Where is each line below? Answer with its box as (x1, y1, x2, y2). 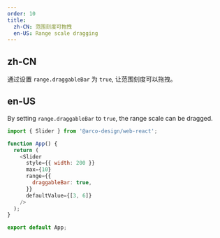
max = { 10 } (25, 166, 52, 173)
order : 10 (7, 10, 36, 17)
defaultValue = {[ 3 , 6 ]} (25, 192, 92, 199)
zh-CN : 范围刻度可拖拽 (13, 23, 72, 30)
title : (7, 17, 27, 24)
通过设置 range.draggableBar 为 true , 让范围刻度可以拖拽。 (7, 75, 177, 84)
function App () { (7, 140, 58, 147)
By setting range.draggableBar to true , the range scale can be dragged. (7, 114, 213, 122)
